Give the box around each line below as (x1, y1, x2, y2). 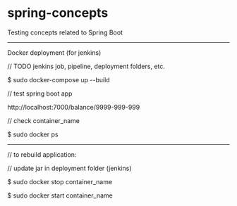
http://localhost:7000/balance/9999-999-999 (7, 103, 140, 111)
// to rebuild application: (7, 150, 77, 159)
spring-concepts (7, 5, 109, 21)
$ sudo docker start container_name (7, 191, 113, 200)
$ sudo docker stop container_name (7, 177, 113, 186)
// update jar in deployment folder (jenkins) (7, 164, 132, 172)
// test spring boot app (7, 89, 73, 98)
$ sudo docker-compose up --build (7, 75, 111, 84)
